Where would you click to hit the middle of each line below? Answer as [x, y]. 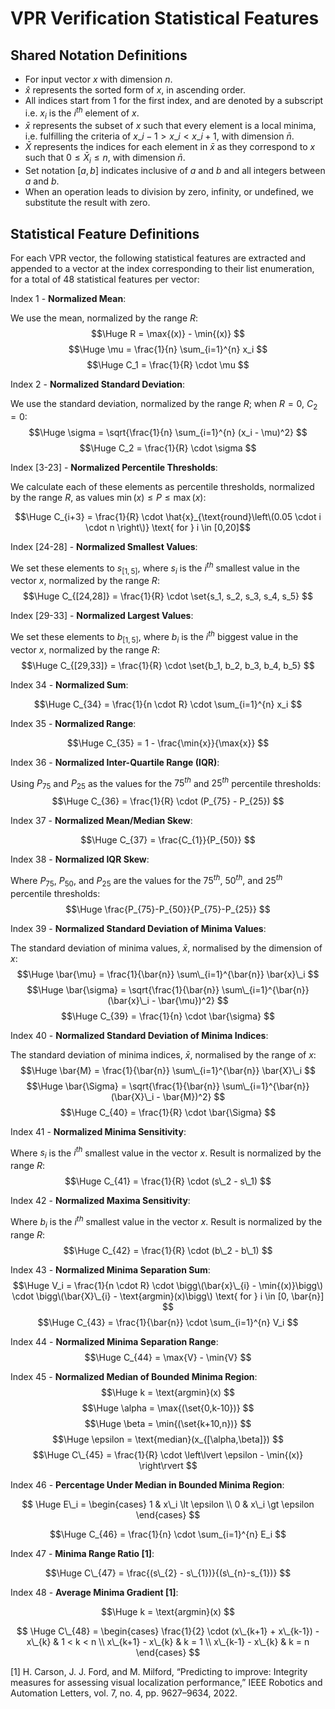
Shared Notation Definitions [99, 55]
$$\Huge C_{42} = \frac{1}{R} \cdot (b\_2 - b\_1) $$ [168, 1250]
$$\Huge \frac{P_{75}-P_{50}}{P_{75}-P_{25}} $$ [168, 909]
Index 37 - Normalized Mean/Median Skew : [101, 821]
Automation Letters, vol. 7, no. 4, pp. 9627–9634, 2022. [124, 1693]
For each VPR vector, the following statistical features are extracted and [158, 258]
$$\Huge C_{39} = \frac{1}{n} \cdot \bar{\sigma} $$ [168, 1016]
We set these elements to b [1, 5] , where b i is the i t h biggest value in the [154, 637]
